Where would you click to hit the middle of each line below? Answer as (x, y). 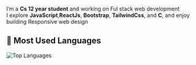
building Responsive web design (47, 22)
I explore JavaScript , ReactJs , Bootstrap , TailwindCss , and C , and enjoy (98, 15)
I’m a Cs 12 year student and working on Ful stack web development (93, 9)
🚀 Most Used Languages (54, 41)
